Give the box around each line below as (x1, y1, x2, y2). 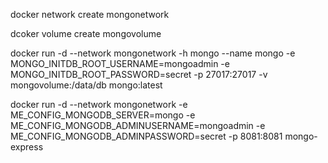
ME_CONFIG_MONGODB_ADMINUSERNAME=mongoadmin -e (10, 120, 266, 131)
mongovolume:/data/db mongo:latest (10, 79, 163, 91)
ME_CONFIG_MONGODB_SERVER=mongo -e (10, 109, 196, 121)
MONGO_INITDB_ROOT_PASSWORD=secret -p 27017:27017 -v (10, 69, 268, 80)
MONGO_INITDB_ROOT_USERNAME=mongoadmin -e (10, 58, 230, 69)
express (10, 141, 44, 153)
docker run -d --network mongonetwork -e (10, 99, 188, 110)
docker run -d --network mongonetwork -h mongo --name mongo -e (10, 47, 296, 59)
